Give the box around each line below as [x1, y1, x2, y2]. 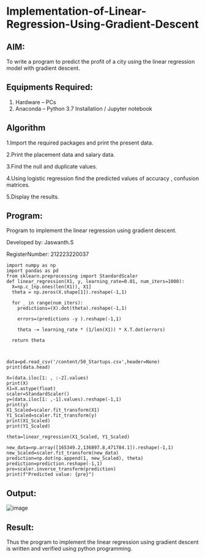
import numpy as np [6, 262, 56, 269]
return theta [12, 337, 45, 344]
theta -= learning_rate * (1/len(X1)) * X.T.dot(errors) [17, 326, 166, 333]
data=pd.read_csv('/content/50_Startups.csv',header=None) [6, 359, 160, 365]
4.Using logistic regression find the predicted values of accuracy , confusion [6, 175, 199, 182]
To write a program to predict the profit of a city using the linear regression [6, 58, 195, 65]
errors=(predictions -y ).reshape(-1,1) [17, 316, 122, 322]
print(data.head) [6, 364, 51, 371]
